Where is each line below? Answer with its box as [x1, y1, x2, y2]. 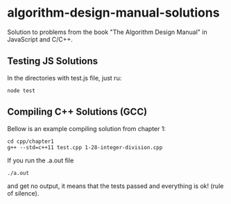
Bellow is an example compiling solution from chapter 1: [7, 124, 166, 133]
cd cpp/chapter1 [7, 137, 54, 145]
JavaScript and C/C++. [7, 35, 73, 43]
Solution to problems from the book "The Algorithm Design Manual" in [7, 28, 207, 36]
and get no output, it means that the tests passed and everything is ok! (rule [7, 182, 224, 190]
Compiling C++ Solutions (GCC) [7, 106, 148, 118]
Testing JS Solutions [7, 56, 99, 67]
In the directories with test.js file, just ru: [7, 74, 122, 82]
